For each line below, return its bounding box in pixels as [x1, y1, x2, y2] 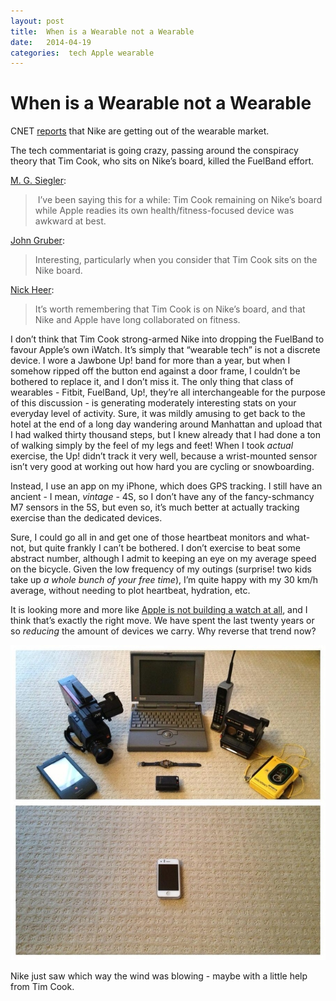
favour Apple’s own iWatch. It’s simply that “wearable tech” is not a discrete [10, 344, 321, 356]
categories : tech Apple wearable [10, 48, 155, 58]
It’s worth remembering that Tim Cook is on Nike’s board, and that [34, 303, 306, 315]
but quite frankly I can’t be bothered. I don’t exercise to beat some [28, 542, 301, 554]
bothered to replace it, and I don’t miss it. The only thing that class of [10, 376, 294, 388]
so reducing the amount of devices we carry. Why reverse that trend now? [10, 625, 317, 637]
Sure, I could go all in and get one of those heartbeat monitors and [10, 531, 284, 544]
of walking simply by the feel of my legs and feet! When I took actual [10, 440, 294, 452]
